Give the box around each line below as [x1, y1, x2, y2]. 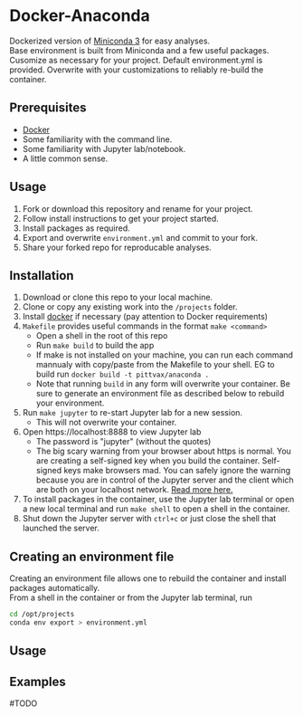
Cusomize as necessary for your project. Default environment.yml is [9, 54, 263, 65]
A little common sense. [22, 153, 109, 164]
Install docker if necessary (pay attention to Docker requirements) [22, 311, 269, 322]
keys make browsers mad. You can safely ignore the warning [62, 465, 291, 476]
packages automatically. [9, 583, 100, 594]
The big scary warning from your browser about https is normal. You [35, 445, 292, 457]
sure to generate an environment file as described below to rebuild [35, 388, 285, 399]
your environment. [35, 397, 105, 408]
